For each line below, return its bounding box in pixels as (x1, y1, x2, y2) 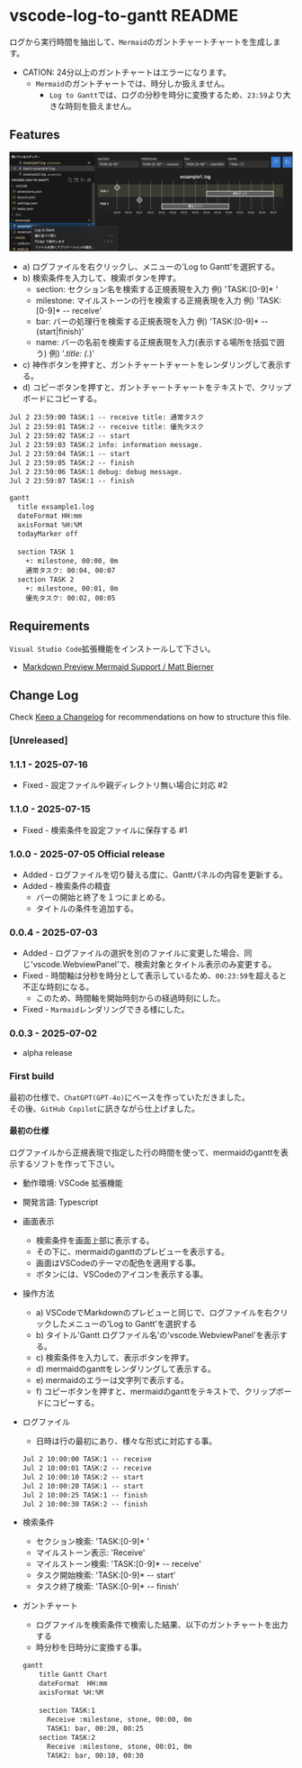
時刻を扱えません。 (65, 100, 137, 111)
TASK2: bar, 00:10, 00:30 (46, 1751, 144, 1760)
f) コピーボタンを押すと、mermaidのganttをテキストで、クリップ (35, 1386, 277, 1397)
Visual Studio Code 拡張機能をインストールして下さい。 (9, 644, 216, 655)
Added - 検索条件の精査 (22, 880, 111, 891)
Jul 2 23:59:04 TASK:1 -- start (9, 450, 130, 459)
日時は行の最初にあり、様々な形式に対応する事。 (35, 1435, 218, 1446)
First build (9, 1070, 55, 1083)
